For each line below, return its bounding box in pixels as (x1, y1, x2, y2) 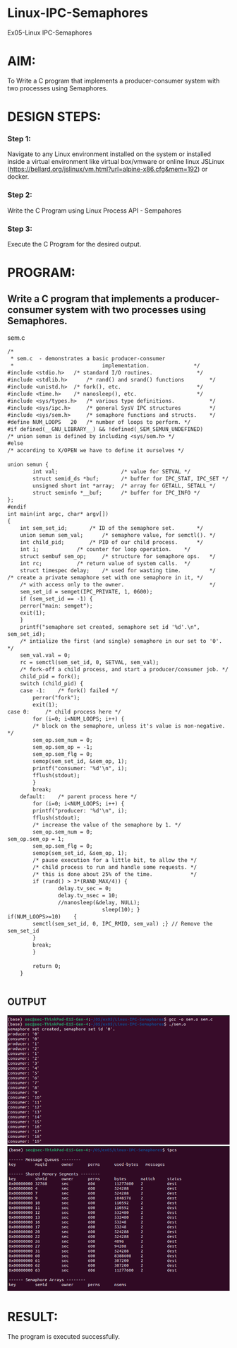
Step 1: (7, 134, 31, 143)
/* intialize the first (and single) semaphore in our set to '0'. (20, 637, 222, 644)
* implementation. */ (10, 362, 200, 369)
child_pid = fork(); (20, 673, 80, 680)
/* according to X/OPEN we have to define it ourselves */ (7, 447, 185, 454)
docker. (7, 172, 30, 181)
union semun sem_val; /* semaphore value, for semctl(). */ (20, 531, 217, 538)
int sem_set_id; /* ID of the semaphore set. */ (20, 524, 203, 531)
